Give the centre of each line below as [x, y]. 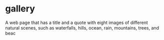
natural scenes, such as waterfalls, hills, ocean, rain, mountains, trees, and [82, 27]
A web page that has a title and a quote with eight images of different [76, 22]
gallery [20, 9]
